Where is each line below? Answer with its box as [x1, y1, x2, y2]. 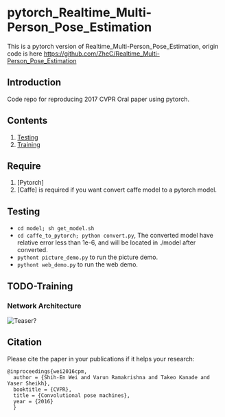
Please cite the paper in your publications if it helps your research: [7, 354, 195, 363]
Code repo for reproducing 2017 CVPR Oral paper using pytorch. [7, 95, 190, 103]
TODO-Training [7, 280, 73, 292]
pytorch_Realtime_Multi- [7, 5, 152, 21]
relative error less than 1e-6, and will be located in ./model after [16, 238, 196, 247]
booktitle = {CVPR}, [13, 386, 72, 393]
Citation [7, 337, 43, 348]
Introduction [7, 77, 62, 89]
